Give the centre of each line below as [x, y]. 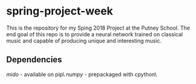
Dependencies [34, 60]
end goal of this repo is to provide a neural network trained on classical [94, 34]
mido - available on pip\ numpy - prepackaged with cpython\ [81, 74]
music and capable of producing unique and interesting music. [84, 40]
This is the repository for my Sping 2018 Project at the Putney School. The [98, 28]
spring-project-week [60, 11]
